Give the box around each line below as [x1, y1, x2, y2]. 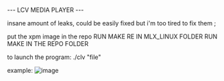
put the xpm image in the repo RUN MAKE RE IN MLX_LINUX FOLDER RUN [7, 32, 218, 40]
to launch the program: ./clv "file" [7, 53, 101, 61]
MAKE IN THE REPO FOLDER [7, 40, 89, 47]
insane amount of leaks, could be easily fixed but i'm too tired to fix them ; [7, 19, 216, 27]
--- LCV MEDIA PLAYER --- [7, 6, 84, 14]
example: [7, 67, 33, 74]
